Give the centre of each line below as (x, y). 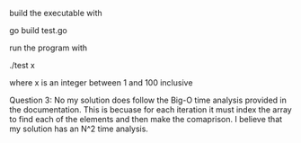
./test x (22, 65)
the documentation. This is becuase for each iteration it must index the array (150, 110)
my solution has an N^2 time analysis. (79, 129)
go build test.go (38, 30)
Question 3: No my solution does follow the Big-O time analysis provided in (148, 100)
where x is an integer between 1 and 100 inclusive (101, 83)
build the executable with (56, 13)
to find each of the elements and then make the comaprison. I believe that (146, 119)
